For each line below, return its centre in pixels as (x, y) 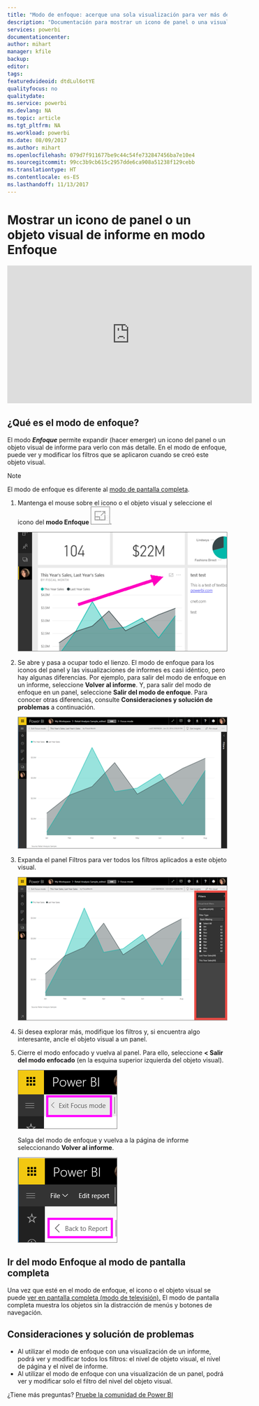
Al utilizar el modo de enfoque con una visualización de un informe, (114, 1351)
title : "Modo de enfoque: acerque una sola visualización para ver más (113, 15)
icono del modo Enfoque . (65, 522)
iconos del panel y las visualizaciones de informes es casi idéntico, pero (121, 670)
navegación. (25, 1312)
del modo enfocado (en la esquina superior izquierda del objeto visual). (120, 1060)
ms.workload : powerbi (39, 133)
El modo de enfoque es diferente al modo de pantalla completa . (98, 489)
